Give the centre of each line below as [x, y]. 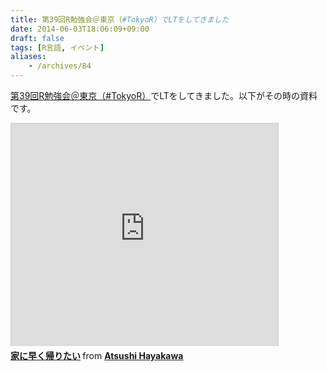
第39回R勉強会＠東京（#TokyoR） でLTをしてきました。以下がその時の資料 [164, 95]
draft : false [37, 38]
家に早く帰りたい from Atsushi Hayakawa [97, 355]
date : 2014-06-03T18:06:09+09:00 [80, 29]
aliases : [28, 57]
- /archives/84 [60, 66]
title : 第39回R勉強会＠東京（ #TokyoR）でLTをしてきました [120, 19]
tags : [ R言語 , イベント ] [57, 47]
